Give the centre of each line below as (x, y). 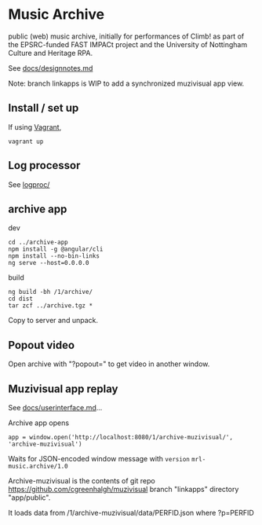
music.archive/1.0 (38, 466)
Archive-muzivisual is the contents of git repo (82, 481)
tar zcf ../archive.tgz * (50, 306)
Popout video (42, 345)
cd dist (21, 299)
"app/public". (29, 497)
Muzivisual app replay (63, 389)
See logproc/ (29, 184)
